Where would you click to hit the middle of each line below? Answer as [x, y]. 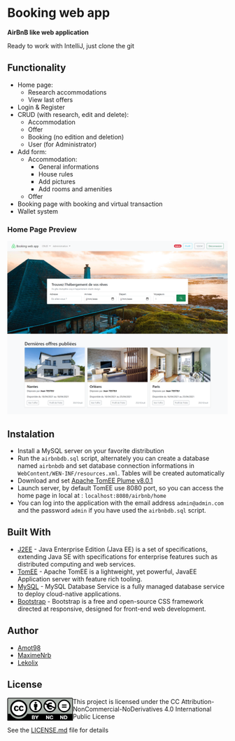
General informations [69, 167]
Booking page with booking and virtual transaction [90, 204]
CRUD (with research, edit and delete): [73, 114]
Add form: [32, 151]
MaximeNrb [34, 655]
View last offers [50, 99]
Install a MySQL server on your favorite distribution [91, 451]
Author [23, 631]
